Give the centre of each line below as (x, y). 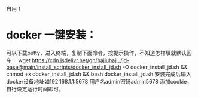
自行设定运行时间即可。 (35, 89)
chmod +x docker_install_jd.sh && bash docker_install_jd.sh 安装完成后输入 (99, 74)
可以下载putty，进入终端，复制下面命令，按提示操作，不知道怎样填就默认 (97, 53)
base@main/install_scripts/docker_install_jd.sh (64, 67)
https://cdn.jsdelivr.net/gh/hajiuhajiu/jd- (81, 60)
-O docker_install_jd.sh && (155, 67)
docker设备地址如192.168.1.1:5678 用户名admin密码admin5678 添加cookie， (99, 81)
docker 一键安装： (51, 35)
